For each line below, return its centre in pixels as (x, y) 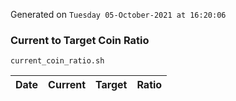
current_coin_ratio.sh (57, 61)
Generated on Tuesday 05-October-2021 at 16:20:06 (118, 14)
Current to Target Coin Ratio (80, 40)
